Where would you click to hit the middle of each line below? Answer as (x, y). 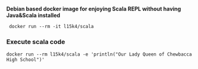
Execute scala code (36, 42)
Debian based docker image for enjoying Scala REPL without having (94, 9)
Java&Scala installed (34, 15)
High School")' (26, 60)
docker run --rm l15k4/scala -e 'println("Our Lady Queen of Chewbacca (99, 54)
